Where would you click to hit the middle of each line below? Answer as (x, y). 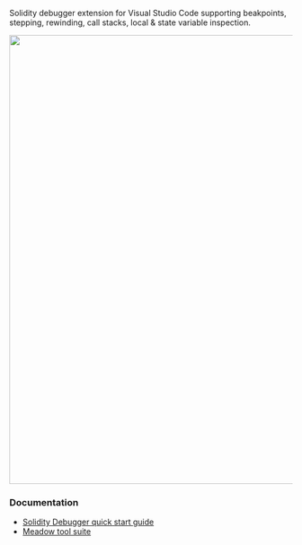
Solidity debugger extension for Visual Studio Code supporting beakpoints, (148, 13)
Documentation (44, 502)
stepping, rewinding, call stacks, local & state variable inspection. (130, 22)
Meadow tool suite (57, 532)
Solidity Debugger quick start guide (88, 522)
